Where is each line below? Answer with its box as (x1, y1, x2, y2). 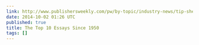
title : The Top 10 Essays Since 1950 (6, 25, 99, 31)
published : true (6, 19, 46, 25)
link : (6, 8, 20, 15)
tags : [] (6, 30, 28, 36)
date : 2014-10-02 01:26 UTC (6, 14, 76, 20)
